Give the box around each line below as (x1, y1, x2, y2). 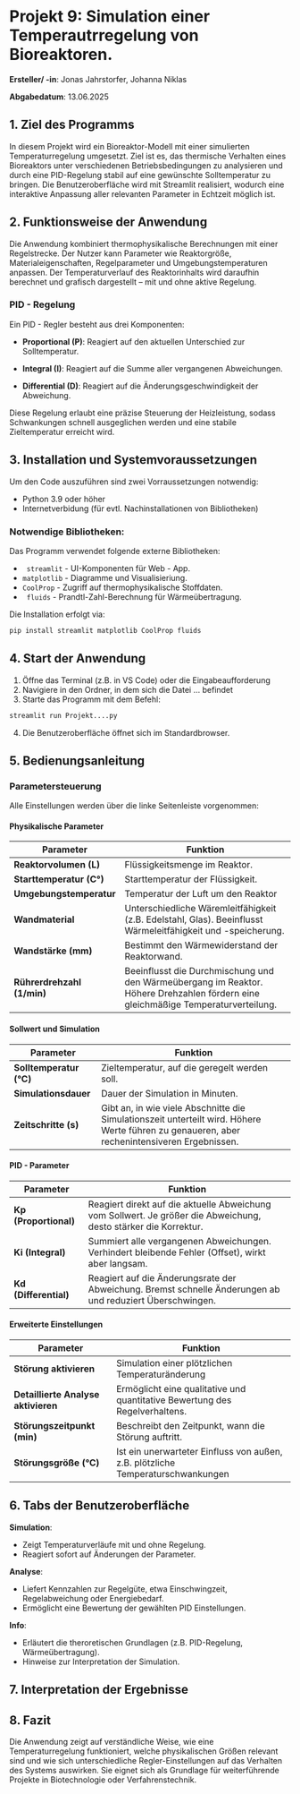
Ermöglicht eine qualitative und (115, 1383, 246, 1396)
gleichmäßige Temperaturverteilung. (124, 998, 278, 1011)
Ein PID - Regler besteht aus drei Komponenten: (9, 319, 185, 329)
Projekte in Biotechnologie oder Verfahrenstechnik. (9, 1774, 197, 1785)
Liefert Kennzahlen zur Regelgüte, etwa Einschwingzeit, (21, 1583, 228, 1594)
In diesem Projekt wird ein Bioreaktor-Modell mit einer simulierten (9, 141, 250, 151)
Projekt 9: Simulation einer (9, 6, 211, 27)
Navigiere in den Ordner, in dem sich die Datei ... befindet (21, 684, 234, 695)
